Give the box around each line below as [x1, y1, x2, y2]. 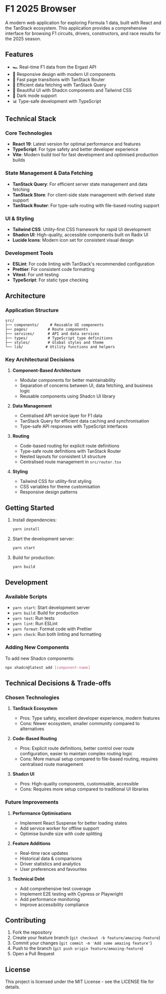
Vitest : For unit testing [12, 272, 59, 278]
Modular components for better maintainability [19, 377, 116, 383]
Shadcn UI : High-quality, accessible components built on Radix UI [12, 232, 148, 238]
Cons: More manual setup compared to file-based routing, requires [19, 756, 158, 762]
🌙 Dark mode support [12, 92, 57, 98]
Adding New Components [5, 644, 69, 651]
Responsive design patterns [19, 489, 77, 495]
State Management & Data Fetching [5, 169, 93, 176]
